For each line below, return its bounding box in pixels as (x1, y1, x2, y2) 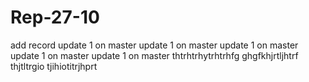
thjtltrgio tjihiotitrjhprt (10, 60, 98, 72)
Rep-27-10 (10, 6, 100, 29)
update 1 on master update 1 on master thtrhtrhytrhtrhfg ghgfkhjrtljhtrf (10, 49, 299, 61)
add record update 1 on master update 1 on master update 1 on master (10, 39, 299, 51)
